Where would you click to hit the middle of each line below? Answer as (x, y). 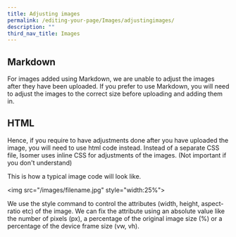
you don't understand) (40, 162)
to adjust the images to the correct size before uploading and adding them (115, 94)
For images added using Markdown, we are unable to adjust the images (111, 79)
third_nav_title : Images (44, 33)
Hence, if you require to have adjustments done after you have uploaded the (118, 140)
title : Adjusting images (44, 14)
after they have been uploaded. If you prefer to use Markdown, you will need (118, 87)
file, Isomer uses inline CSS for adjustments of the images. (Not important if (117, 155)
